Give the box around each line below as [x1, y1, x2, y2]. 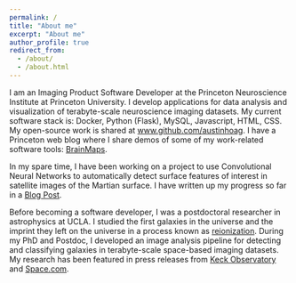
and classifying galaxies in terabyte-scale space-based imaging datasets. [9, 244, 279, 255]
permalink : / [9, 12, 58, 22]
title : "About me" [9, 21, 77, 30]
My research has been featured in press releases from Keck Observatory [9, 254, 276, 264]
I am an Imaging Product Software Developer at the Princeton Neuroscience [9, 86, 287, 98]
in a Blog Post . [9, 189, 62, 200]
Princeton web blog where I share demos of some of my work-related [9, 134, 264, 145]
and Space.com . [9, 263, 69, 274]
